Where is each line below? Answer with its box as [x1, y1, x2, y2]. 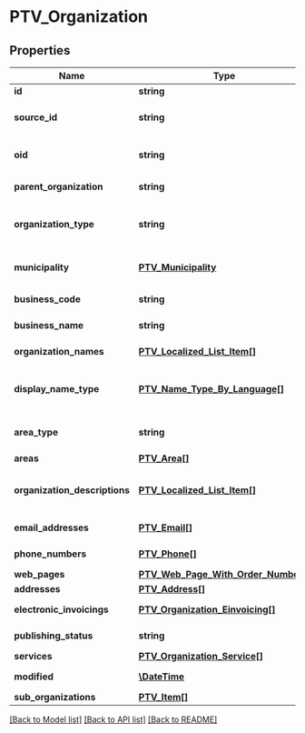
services [14, 650, 53, 662]
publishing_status [14, 629, 93, 642]
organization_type [14, 218, 95, 230]
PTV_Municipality [138, 261, 217, 274]
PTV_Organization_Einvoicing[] [138, 603, 276, 616]
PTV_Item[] [138, 691, 189, 703]
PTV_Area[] [138, 452, 190, 465]
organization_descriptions [14, 484, 130, 497]
